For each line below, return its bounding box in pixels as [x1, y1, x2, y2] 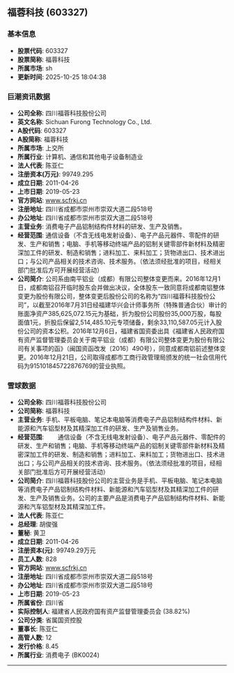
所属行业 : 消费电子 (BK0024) [17, 651, 100, 659]
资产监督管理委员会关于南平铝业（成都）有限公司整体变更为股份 [23, 335, 207, 344]
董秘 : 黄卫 [17, 529, 46, 537]
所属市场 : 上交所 [17, 144, 64, 152]
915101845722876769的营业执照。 [29, 361, 130, 370]
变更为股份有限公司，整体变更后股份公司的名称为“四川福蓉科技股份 [17, 292, 210, 300]
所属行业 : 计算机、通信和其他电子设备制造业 [17, 152, 143, 160]
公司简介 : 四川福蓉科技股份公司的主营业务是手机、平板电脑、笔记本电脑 [17, 476, 223, 485]
